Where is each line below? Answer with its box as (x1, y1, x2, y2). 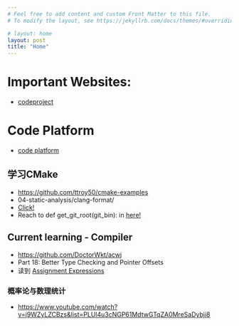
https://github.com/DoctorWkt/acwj (17, 250, 122, 259)
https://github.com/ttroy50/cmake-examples (17, 188, 149, 196)
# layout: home (7, 30, 53, 37)
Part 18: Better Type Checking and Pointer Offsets (17, 258, 164, 266)
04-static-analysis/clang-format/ (17, 195, 115, 204)
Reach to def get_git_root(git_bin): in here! (17, 210, 142, 219)
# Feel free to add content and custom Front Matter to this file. (7, 10, 212, 18)
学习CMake (7, 168, 58, 180)
